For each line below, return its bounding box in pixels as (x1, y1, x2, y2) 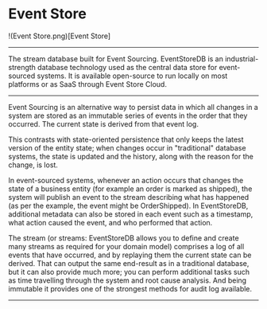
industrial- (225, 53, 259, 64)
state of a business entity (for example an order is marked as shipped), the (8, 184, 253, 194)
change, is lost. (8, 160, 58, 170)
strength (8, 62, 36, 72)
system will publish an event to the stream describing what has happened (8, 192, 250, 201)
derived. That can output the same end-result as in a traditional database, (8, 258, 250, 268)
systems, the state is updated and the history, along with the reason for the (8, 151, 254, 161)
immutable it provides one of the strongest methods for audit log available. (8, 284, 253, 293)
